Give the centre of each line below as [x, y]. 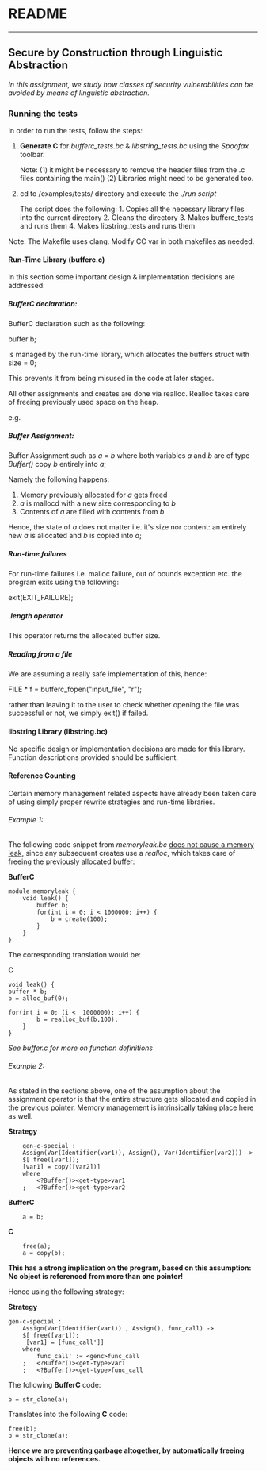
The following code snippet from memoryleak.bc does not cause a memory [131, 844]
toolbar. [32, 155]
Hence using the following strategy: [66, 1292]
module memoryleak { [42, 891]
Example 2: [27, 1066]
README [38, 14]
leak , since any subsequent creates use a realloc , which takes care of [122, 853]
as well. [21, 1115]
